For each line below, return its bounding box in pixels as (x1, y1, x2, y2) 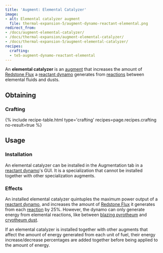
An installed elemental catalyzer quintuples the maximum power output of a (5, 196, 158, 202)
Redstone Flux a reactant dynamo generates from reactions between (5, 72, 144, 78)
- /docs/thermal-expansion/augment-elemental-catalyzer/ (5, 35, 124, 40)
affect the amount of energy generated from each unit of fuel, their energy (5, 232, 156, 238)
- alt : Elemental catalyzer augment (5, 16, 80, 21)
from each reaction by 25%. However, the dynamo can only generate (5, 207, 145, 213)
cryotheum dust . (5, 217, 38, 223)
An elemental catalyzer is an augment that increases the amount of (5, 66, 142, 72)
